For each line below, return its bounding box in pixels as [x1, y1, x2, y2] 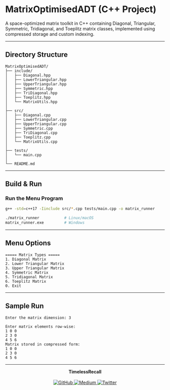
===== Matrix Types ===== [5, 252, 60, 257]
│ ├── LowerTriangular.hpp [5, 77, 67, 82]
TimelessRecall [68, 368, 102, 375]
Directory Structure [5, 51, 68, 59]
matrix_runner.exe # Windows [5, 220, 85, 226]
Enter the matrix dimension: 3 [5, 315, 71, 320]
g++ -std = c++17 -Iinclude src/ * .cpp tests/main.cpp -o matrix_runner [5, 206, 155, 211]
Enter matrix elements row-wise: [5, 324, 76, 329]
